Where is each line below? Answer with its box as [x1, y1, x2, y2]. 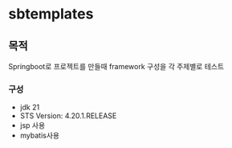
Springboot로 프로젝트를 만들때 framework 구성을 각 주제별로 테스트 [8, 62, 225, 71]
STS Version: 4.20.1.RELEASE [19, 111, 117, 121]
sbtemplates [8, 5, 94, 23]
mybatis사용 [19, 130, 60, 141]
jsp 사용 [19, 121, 46, 130]
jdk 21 [19, 102, 40, 113]
